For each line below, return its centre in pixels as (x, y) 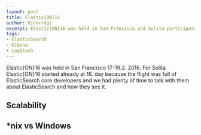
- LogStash (20, 51)
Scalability (26, 105)
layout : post (22, 12)
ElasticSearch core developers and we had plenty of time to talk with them (98, 80)
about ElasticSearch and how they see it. (56, 87)
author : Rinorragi (29, 23)
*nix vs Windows (39, 126)
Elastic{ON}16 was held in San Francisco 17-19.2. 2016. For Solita (86, 67)
